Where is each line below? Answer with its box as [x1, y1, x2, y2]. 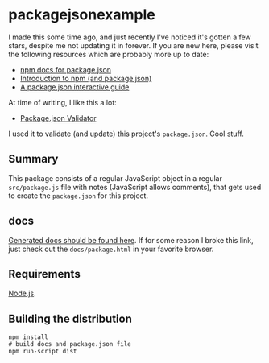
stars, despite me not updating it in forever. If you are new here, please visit [8, 40, 259, 50]
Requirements [8, 267, 81, 281]
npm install [8, 333, 48, 341]
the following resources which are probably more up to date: [8, 49, 209, 59]
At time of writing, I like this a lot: [8, 97, 117, 107]
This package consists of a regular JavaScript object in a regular [8, 173, 223, 183]
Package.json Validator [19, 113, 97, 122]
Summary [8, 152, 59, 166]
